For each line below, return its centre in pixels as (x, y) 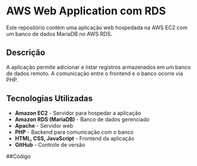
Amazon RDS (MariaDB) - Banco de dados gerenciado (82, 119)
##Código (19, 156)
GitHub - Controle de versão (50, 145)
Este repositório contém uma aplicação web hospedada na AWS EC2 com (97, 27)
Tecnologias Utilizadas (50, 99)
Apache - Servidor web (44, 125)
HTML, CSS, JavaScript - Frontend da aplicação (74, 138)
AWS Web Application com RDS (86, 11)
